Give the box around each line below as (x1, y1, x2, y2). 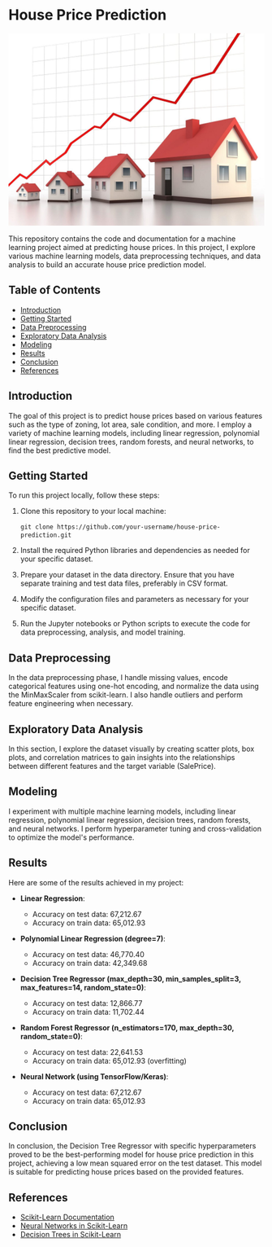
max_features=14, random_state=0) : (19, 982, 146, 992)
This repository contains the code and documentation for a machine (8, 234, 236, 244)
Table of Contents (8, 283, 101, 297)
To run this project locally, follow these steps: (8, 490, 160, 500)
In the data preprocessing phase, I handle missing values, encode (8, 673, 229, 683)
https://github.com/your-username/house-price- (56, 523, 221, 531)
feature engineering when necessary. (8, 699, 134, 709)
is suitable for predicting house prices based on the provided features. (8, 1167, 244, 1177)
